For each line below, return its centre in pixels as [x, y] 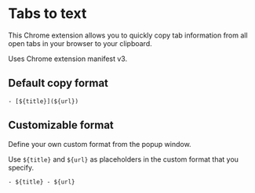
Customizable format [61, 125]
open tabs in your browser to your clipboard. [80, 43]
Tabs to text [47, 14]
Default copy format [58, 83]
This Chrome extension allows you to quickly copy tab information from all [128, 35]
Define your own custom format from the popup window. [100, 144]
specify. [21, 167]
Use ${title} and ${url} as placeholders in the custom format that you [124, 159]
